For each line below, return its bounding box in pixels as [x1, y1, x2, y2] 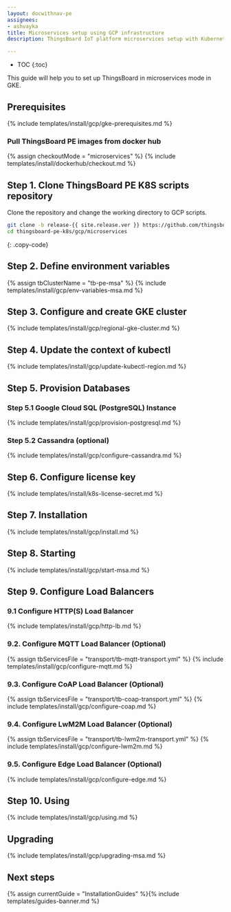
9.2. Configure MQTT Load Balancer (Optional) [7, 639, 166, 649]
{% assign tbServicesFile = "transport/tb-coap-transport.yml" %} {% [7, 695, 203, 703]
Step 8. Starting [7, 547, 76, 559]
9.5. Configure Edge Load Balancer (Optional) [7, 759, 162, 769]
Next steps [7, 871, 55, 883]
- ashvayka [7, 23, 38, 30]
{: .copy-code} [7, 240, 49, 248]
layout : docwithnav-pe [7, 10, 72, 17]
